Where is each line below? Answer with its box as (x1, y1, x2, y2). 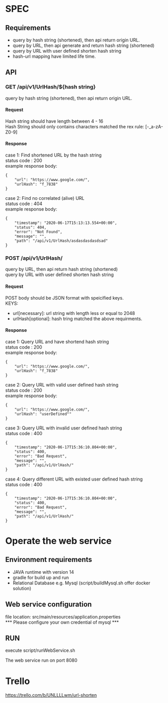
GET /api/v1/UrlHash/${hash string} (5, 83, 96, 90)
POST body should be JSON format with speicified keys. (5, 294, 124, 301)
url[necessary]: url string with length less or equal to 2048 (12, 310, 135, 316)
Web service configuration (5, 600, 92, 609)
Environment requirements (5, 555, 93, 564)
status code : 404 (5, 200, 43, 207)
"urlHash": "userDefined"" (14, 411, 72, 417)
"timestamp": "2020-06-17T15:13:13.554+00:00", (14, 220, 117, 225)
